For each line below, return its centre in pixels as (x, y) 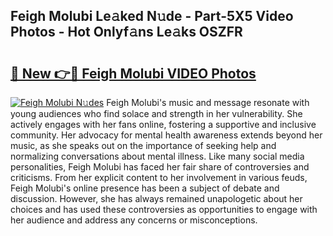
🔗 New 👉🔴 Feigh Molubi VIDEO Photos (133, 73)
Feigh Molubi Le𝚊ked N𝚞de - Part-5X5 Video (152, 16)
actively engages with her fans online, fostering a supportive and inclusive (163, 124)
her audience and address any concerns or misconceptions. (134, 220)
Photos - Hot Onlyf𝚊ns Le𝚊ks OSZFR (126, 32)
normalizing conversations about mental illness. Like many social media (157, 156)
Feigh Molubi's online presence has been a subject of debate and (145, 188)
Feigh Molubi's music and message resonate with (208, 102)
